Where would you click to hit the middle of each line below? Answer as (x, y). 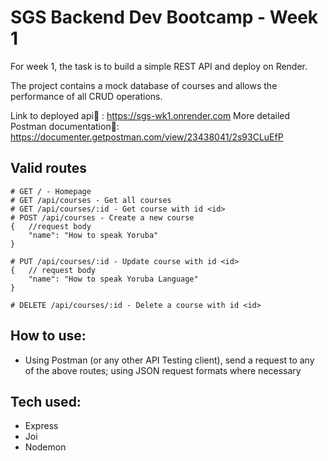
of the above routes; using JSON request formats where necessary (163, 370)
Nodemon (45, 447)
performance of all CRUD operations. (86, 96)
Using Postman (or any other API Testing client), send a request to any (169, 360)
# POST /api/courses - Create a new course (102, 217)
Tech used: (46, 401)
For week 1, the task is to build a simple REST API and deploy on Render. (159, 66)
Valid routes (48, 168)
